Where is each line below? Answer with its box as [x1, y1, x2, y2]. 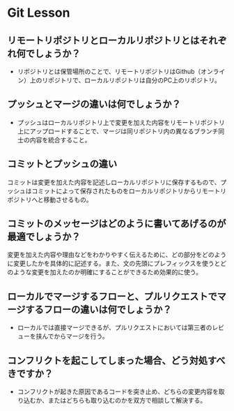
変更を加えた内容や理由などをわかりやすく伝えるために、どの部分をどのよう [7, 251, 227, 259]
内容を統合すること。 [29, 135, 91, 144]
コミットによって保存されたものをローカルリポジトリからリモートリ [31, 186, 226, 195]
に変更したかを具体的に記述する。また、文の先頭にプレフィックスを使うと [7, 260, 221, 268]
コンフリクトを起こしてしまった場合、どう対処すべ [7, 354, 226, 366]
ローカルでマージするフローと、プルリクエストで [7, 290, 217, 302]
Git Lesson [7, 5, 70, 21]
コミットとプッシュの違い [7, 158, 117, 170]
